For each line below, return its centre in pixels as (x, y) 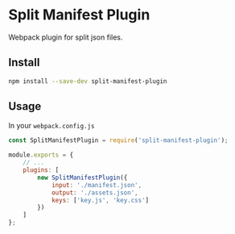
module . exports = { (41, 155)
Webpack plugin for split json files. (66, 37)
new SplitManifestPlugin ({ (82, 178)
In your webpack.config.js (52, 126)
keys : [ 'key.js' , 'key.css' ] (100, 200)
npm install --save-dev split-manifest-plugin (88, 81)
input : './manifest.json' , (97, 185)
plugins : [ (41, 170)
